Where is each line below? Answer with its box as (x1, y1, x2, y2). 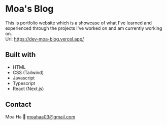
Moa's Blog (5, 3, 54, 15)
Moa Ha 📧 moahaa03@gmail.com (5, 113, 76, 119)
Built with (5, 51, 36, 59)
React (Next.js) (12, 86, 44, 92)
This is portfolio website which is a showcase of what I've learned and (5, 20, 152, 26)
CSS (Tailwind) (12, 69, 44, 75)
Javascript (12, 74, 35, 81)
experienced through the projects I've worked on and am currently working (5, 25, 162, 31)
